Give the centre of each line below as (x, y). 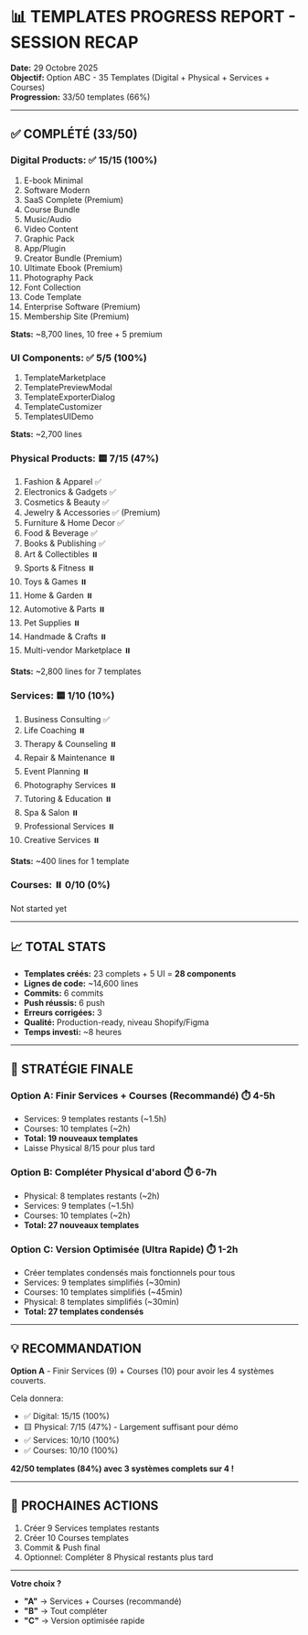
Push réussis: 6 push (64, 1002)
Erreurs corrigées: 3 (63, 1012)
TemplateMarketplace (64, 377)
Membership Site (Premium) (76, 316)
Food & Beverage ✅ (61, 533)
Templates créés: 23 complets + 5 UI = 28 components (130, 973)
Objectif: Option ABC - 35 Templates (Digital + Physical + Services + (140, 77)
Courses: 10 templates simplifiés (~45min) (103, 1292)
